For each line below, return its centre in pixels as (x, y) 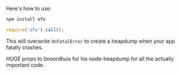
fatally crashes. (25, 47)
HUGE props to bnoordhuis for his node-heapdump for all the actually (90, 59)
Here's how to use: (29, 9)
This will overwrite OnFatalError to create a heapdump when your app (91, 41)
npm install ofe (26, 19)
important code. (25, 65)
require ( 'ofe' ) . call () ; (35, 30)
